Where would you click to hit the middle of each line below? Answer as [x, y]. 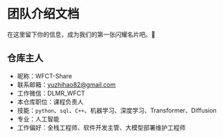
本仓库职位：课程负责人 [50, 102]
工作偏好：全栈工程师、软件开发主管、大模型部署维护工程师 [101, 127]
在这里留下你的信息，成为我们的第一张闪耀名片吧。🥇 [81, 34]
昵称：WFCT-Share [44, 76]
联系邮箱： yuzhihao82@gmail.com [66, 84]
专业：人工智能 [38, 119]
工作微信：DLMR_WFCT [51, 93]
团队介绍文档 [44, 14]
